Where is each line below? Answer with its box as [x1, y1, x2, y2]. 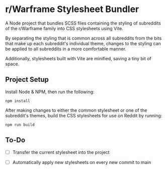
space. [5, 61, 20, 67]
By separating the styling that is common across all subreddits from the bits [5, 35, 162, 41]
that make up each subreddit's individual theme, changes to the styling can [5, 40, 161, 46]
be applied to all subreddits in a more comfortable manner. [5, 46, 127, 52]
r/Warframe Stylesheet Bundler [5, 4, 139, 15]
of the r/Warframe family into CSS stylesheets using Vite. [5, 25, 123, 31]
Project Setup [5, 75, 49, 84]
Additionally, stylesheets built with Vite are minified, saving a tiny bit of [5, 55, 152, 61]
